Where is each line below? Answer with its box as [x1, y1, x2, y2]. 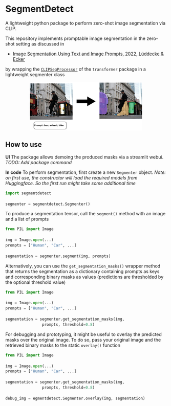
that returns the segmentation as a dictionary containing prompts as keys [5, 268, 160, 274]
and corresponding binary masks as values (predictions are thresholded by [5, 274, 164, 280]
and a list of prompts [5, 216, 49, 222]
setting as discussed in [15, 40, 65, 47]
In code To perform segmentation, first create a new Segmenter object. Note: [5, 169, 166, 175]
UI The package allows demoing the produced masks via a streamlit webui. [5, 154, 164, 160]
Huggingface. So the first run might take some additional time [5, 180, 136, 186]
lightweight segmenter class [5, 71, 65, 77]
